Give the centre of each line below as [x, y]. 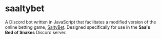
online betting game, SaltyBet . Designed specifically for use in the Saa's [78, 27]
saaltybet [25, 9]
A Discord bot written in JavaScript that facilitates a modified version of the [80, 22]
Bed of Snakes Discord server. [36, 32]
